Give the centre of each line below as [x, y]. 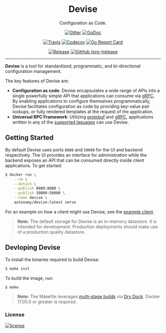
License [15, 315]
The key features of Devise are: [37, 81]
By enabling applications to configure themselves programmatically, [81, 101]
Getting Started [29, 138]
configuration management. [33, 71]
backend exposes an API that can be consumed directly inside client [75, 160]
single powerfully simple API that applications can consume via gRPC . [83, 96]
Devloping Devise [33, 247]
